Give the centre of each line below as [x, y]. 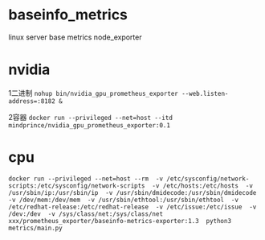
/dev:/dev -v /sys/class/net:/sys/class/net [86, 214]
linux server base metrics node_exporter [75, 37]
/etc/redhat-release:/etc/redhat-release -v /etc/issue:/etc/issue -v [132, 207]
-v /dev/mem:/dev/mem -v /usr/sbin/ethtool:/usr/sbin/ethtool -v [124, 200]
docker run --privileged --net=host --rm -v [86, 179]
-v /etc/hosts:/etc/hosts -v [202, 186]
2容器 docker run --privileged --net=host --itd [90, 117]
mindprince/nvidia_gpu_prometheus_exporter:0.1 [90, 125]
